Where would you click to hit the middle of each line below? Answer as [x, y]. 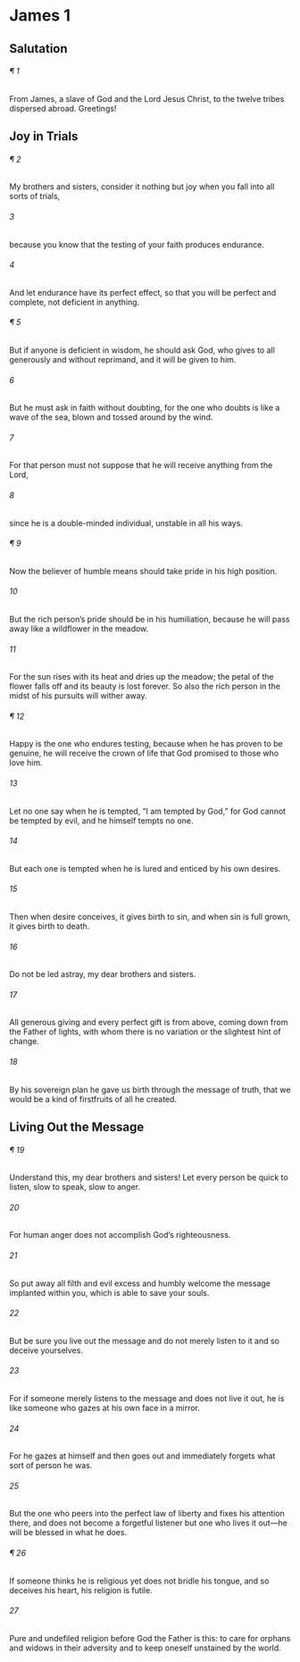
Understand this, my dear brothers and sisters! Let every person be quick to [149, 1178]
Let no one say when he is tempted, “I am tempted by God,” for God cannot [148, 811]
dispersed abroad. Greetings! [63, 108]
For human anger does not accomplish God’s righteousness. [120, 1235]
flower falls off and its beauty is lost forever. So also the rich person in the [145, 686]
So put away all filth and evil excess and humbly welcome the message [140, 1283]
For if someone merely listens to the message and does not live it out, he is [147, 1399]
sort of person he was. [51, 1466]
